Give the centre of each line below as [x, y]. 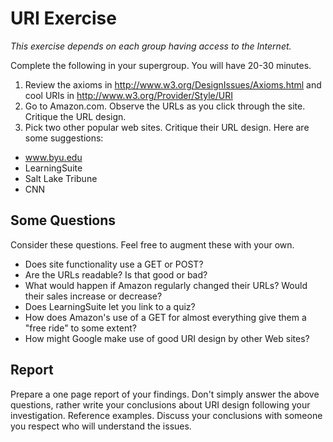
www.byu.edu [53, 157]
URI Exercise [63, 18]
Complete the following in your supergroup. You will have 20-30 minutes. [161, 65]
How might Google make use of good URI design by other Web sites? [167, 338]
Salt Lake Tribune [61, 178]
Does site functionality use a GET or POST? [114, 264]
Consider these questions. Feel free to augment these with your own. [152, 244]
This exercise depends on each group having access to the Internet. [151, 46]
